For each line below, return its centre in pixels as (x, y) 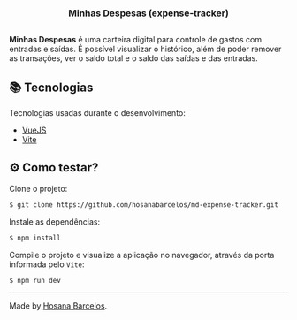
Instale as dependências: (55, 221)
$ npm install (35, 238)
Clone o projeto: (38, 188)
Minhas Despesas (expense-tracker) (148, 13)
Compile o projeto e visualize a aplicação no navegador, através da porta (142, 255)
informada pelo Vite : (47, 264)
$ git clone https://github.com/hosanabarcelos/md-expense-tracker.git (144, 205)
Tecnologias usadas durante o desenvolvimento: (97, 113)
